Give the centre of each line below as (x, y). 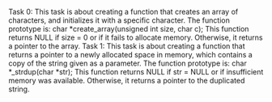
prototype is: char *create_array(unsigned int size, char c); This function (129, 29)
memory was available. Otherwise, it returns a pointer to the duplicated (127, 81)
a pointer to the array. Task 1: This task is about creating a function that (127, 46)
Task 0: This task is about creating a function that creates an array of (123, 12)
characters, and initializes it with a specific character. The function (119, 20)
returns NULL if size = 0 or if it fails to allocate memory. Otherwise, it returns (136, 37)
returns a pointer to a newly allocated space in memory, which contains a (130, 55)
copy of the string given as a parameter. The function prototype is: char (127, 63)
